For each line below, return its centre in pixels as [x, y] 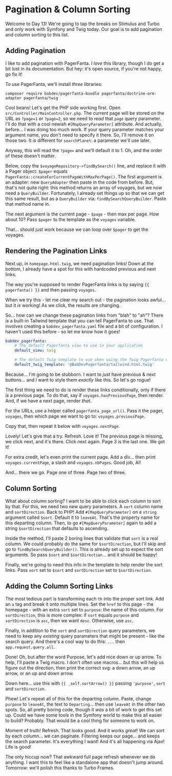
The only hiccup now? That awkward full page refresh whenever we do [80, 756]
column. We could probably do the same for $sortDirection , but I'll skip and [85, 544]
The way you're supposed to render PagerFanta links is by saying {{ [77, 284]
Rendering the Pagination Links [56, 251]
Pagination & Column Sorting [68, 10]
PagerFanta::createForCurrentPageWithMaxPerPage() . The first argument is [84, 176]
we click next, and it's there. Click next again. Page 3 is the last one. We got [85, 441]
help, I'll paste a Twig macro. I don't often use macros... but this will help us [85, 662]
